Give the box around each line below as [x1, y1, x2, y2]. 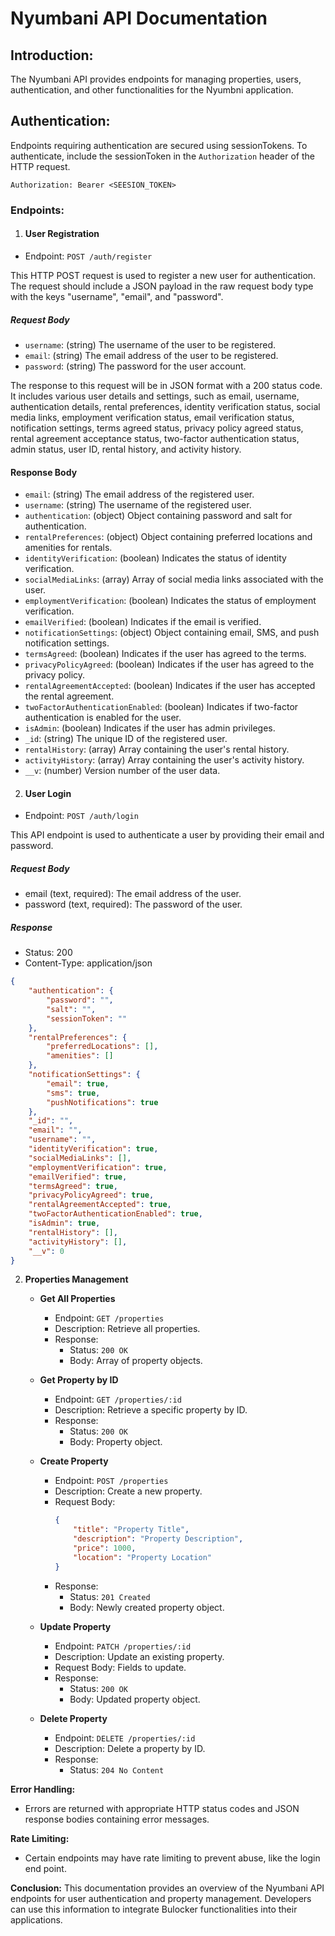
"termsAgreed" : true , [28, 1181, 118, 1191]
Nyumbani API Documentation [10, 7, 268, 30]
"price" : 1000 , [73, 1543, 137, 1553]
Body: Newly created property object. [69, 1601, 225, 1613]
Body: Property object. [69, 1436, 163, 1448]
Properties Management [24, 1273, 129, 1286]
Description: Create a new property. [54, 1485, 203, 1497]
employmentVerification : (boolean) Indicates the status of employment [24, 595, 317, 607]
